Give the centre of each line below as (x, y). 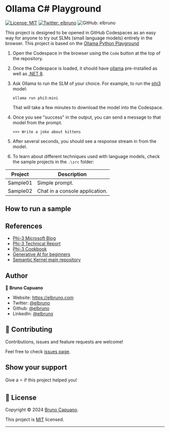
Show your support (36, 368)
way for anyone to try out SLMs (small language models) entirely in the (79, 38)
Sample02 (20, 191)
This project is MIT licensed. (35, 419)
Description (72, 174)
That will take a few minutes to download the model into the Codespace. (88, 107)
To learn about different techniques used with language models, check (86, 156)
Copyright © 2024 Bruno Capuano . (42, 410)
